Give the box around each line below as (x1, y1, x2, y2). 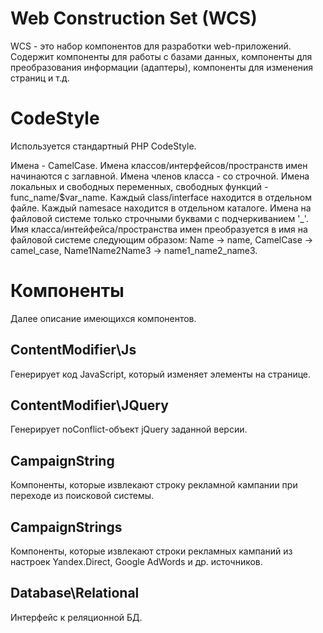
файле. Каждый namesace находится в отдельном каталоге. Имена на (10, 202, 312, 214)
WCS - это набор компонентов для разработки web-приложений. (10, 40, 292, 52)
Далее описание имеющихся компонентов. (10, 312, 197, 324)
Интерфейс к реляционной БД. (10, 611, 143, 623)
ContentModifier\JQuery (10, 397, 169, 414)
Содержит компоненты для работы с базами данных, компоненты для (10, 50, 313, 62)
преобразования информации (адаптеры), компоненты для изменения (10, 61, 313, 73)
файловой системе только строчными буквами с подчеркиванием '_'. (10, 212, 309, 224)
